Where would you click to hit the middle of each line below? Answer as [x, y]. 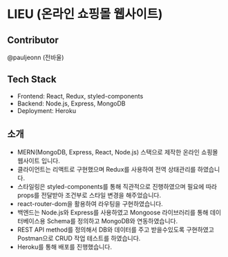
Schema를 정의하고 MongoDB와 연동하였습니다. [113, 220]
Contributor [33, 40]
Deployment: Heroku [47, 110]
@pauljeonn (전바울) [36, 57]
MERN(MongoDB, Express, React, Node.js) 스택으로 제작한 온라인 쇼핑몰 [117, 152]
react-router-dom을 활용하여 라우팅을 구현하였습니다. [90, 203]
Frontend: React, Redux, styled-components [80, 96]
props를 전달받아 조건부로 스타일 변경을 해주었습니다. [89, 195]
